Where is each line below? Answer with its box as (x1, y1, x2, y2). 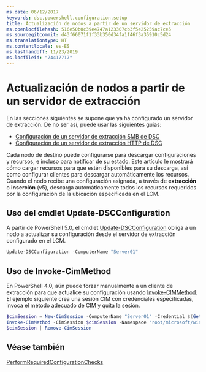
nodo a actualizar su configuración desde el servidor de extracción (6, 230, 176, 238)
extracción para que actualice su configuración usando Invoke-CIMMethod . (6, 289, 198, 296)
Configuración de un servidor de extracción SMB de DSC (15, 132, 160, 140)
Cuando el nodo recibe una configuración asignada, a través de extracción (6, 177, 196, 184)
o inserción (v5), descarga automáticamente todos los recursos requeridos (6, 183, 197, 191)
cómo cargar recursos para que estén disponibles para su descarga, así (6, 164, 188, 172)
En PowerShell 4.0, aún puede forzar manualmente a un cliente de (6, 283, 174, 290)
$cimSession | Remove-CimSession (6, 325, 92, 331)
